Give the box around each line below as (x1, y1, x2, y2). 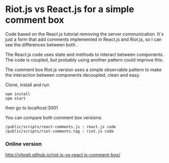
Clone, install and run (5, 82, 49, 88)
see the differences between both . (5, 41, 78, 47)
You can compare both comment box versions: (5, 115, 102, 121)
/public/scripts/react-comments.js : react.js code (5, 124, 116, 129)
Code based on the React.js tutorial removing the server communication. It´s (5, 31, 164, 37)
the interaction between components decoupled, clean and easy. (5, 72, 140, 78)
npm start (5, 96, 26, 101)
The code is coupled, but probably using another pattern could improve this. (5, 57, 164, 63)
